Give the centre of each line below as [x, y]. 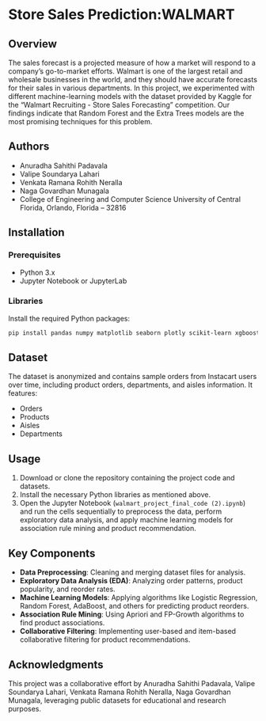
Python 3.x [37, 272]
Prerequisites [34, 255]
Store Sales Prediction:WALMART [122, 15]
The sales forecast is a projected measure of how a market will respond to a [132, 63]
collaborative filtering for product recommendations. [105, 639]
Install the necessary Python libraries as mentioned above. [115, 495]
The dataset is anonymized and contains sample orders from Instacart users [133, 377]
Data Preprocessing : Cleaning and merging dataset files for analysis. [133, 572]
